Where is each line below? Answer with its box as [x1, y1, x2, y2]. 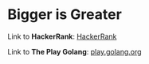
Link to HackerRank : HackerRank [7, 32, 117, 41]
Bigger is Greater [7, 6, 123, 24]
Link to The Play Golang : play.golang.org [7, 47, 142, 56]
